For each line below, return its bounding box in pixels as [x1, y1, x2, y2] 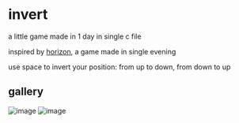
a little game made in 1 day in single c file [8, 32, 142, 41]
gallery [8, 85, 44, 99]
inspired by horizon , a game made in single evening [8, 47, 176, 56]
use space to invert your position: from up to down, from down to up [8, 61, 231, 72]
